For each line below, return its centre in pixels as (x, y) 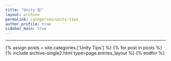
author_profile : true (28, 24)
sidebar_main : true (26, 29)
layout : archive (22, 15)
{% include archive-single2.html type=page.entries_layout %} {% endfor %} (85, 53)
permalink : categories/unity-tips (42, 19)
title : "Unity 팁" (24, 10)
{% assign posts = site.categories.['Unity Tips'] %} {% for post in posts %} (84, 48)
